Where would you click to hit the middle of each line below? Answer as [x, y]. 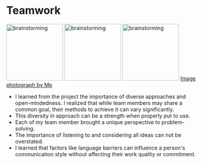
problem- [173, 122]
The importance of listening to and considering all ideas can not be [98, 135]
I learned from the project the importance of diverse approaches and [100, 96]
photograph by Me [29, 84]
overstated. [29, 141]
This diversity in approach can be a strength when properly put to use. [103, 116]
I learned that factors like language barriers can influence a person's [100, 148]
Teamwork [33, 11]
